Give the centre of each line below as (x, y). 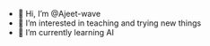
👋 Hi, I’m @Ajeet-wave (59, 14)
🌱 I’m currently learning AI (66, 32)
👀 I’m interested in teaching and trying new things (109, 23)
